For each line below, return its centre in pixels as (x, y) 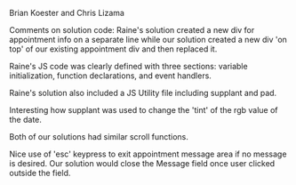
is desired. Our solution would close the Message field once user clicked (142, 163)
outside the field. (40, 173)
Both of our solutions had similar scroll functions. (99, 137)
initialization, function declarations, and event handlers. (110, 76)
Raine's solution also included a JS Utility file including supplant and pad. (143, 93)
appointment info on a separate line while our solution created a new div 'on (148, 40)
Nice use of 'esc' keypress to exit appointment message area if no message (148, 154)
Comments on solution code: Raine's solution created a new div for (132, 30)
